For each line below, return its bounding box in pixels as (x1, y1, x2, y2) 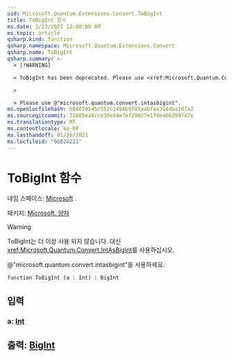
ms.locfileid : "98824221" (7, 138, 82, 145)
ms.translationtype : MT (7, 119, 76, 126)
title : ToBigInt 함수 (7, 17, 67, 24)
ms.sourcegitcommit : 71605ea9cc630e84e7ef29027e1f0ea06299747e (7, 112, 194, 119)
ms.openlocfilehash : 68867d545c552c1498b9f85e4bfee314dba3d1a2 (7, 105, 194, 113)
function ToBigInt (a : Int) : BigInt (7, 275, 119, 282)
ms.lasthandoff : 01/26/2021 (7, 131, 89, 139)
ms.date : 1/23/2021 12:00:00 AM (7, 23, 101, 30)
